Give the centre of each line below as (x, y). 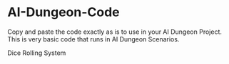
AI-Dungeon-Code (63, 12)
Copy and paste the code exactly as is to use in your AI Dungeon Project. (115, 32)
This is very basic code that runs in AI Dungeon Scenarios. (93, 39)
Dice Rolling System (37, 53)
